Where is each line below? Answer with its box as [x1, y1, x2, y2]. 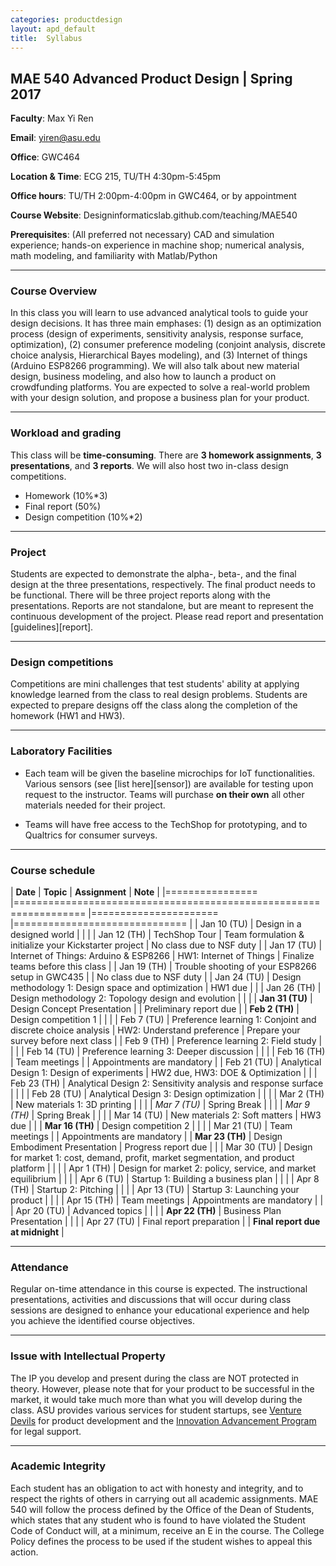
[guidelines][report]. [10, 621, 94, 633]
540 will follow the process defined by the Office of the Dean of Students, [10, 1503, 315, 1515]
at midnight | [10, 1226, 65, 1238]
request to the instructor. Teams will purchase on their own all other [24, 788, 305, 800]
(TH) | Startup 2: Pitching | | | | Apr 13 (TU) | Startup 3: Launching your [10, 1183, 300, 1195]
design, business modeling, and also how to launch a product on [10, 371, 277, 383]
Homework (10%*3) [24, 489, 108, 501]
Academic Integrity [10, 1459, 107, 1473]
